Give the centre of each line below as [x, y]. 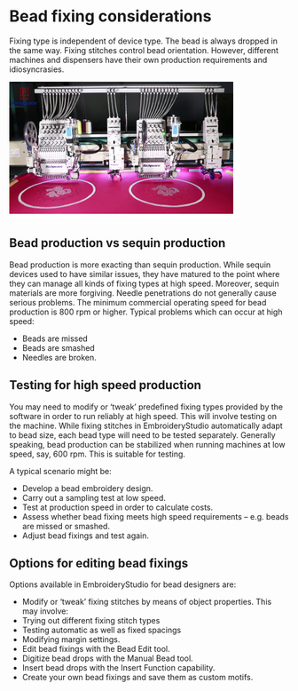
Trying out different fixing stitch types [91, 621]
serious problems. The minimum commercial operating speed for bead [138, 302]
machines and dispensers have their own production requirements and [138, 60]
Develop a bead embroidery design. [87, 488]
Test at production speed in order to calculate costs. [118, 507]
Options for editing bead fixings [99, 563]
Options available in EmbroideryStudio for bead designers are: [123, 584]
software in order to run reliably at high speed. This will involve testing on [143, 416]
